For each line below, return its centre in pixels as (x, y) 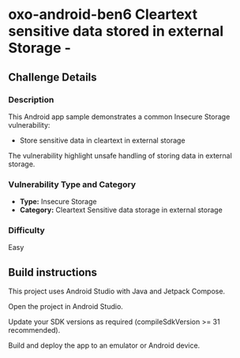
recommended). (34, 330)
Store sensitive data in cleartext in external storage (102, 140)
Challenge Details (52, 77)
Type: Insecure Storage (58, 202)
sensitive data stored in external (116, 31)
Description (31, 99)
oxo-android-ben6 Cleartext (103, 15)
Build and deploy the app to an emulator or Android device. (104, 345)
